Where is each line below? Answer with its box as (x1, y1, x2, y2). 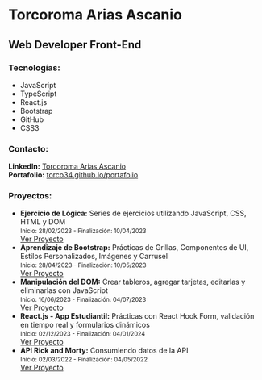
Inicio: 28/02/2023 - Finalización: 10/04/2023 (19, 228, 147, 236)
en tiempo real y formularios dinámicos (19, 320, 151, 330)
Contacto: (8, 143, 48, 154)
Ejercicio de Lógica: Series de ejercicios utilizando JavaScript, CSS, (19, 208, 247, 219)
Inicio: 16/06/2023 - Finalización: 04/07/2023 (19, 296, 147, 304)
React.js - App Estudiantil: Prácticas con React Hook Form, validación (19, 311, 255, 321)
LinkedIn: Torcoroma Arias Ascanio (8, 161, 127, 171)
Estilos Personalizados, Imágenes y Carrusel (19, 252, 168, 261)
